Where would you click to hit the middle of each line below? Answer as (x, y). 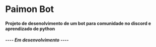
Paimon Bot (30, 9)
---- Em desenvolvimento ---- (37, 40)
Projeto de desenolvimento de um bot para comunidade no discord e (78, 23)
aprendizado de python (30, 28)
